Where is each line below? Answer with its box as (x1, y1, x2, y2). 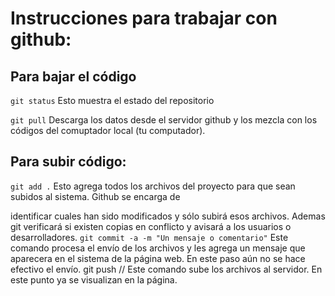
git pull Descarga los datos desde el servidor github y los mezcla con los (10, 114, 318, 126)
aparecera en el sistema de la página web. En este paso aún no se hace (10, 252, 306, 264)
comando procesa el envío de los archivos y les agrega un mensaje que (10, 242, 306, 254)
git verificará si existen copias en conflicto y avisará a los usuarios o (10, 220, 292, 232)
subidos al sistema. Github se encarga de (10, 190, 181, 202)
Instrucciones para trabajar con (10, 7, 278, 30)
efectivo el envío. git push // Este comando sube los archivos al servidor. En (10, 263, 323, 275)
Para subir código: (10, 153, 127, 171)
